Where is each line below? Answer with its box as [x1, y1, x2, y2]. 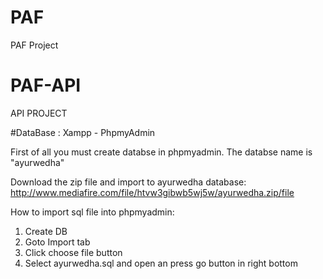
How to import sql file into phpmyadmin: [10, 206, 175, 218]
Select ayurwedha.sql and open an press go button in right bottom [24, 257, 298, 269]
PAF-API [10, 74, 82, 97]
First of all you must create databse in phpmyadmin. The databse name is [10, 146, 313, 158]
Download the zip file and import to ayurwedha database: [10, 176, 247, 188]
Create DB [24, 225, 68, 237]
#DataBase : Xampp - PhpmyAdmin [10, 126, 156, 138]
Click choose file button [24, 246, 123, 258]
